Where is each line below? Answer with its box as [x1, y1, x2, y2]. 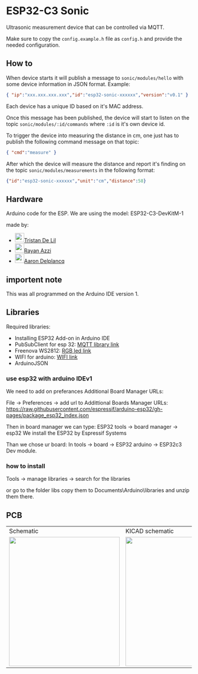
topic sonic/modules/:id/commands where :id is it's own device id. [6, 120, 166, 128]
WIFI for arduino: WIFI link [14, 353, 78, 360]
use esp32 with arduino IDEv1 [6, 374, 93, 382]
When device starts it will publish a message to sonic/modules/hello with [6, 74, 184, 81]
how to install [6, 462, 45, 470]
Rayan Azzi [24, 247, 51, 255]
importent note [6, 275, 62, 285]
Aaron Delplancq [24, 258, 65, 265]
